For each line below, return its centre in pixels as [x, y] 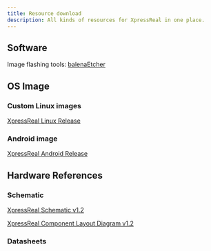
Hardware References [55, 175]
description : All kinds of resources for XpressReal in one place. [106, 20]
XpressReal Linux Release [44, 121]
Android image [32, 139]
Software [27, 48]
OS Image [28, 86]
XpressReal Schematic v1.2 [46, 210]
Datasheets [27, 241]
